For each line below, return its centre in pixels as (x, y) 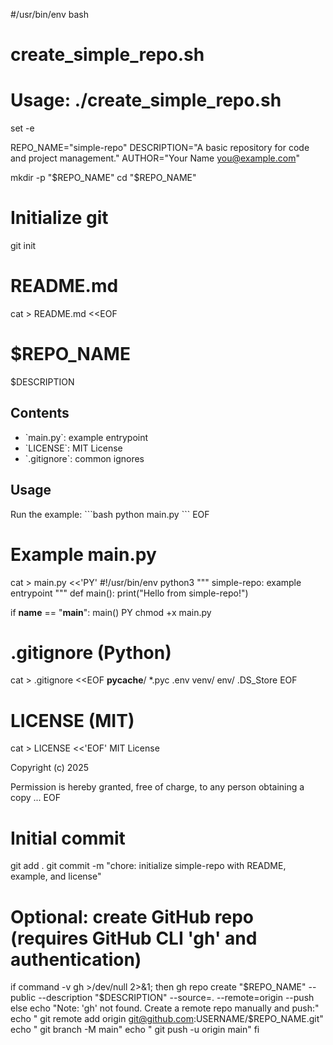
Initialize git (59, 218)
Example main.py (83, 554)
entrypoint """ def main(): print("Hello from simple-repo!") (129, 593)
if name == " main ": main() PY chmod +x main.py (111, 612)
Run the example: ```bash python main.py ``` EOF (110, 514)
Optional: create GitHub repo (132, 916)
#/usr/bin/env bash (49, 14)
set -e (22, 128)
